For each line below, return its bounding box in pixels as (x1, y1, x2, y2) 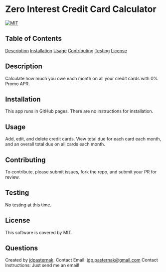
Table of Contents (5, 34, 62, 43)
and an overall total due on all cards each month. (5, 141, 106, 147)
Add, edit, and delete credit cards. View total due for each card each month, (5, 136, 162, 142)
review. (5, 174, 20, 180)
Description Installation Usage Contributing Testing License (5, 47, 127, 53)
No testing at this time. (5, 202, 52, 208)
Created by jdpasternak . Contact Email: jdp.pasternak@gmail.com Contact (5, 257, 158, 263)
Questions (5, 244, 38, 253)
